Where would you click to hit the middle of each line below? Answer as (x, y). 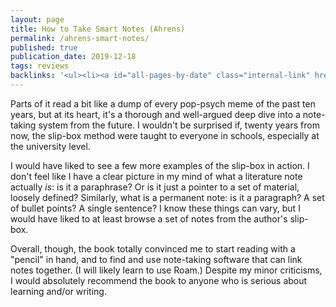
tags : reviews (40, 66)
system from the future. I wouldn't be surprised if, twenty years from (179, 125)
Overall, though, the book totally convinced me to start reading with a (153, 248)
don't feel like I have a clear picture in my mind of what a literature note (156, 176)
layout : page (37, 19)
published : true (44, 47)
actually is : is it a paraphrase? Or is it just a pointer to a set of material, (155, 187)
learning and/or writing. (58, 291)
